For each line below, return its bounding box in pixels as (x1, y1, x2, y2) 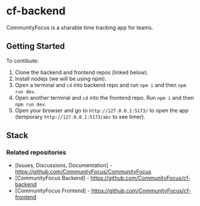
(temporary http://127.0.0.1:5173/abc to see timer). (14, 113, 146, 120)
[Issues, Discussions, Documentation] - (14, 162, 113, 169)
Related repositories (6, 148, 66, 156)
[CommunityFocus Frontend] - (14, 187, 90, 195)
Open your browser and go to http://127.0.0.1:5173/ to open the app (14, 106, 189, 114)
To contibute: (6, 57, 39, 64)
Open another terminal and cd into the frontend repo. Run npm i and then (14, 94, 195, 101)
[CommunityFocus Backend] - (14, 174, 90, 182)
